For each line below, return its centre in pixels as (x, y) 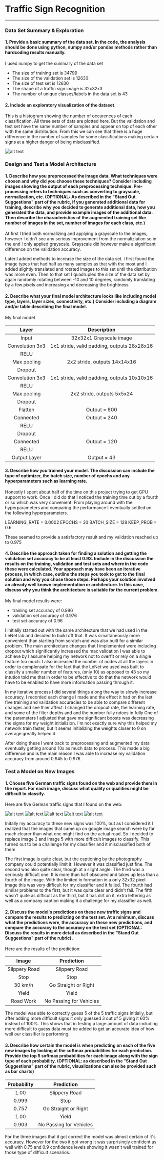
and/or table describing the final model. (46, 306)
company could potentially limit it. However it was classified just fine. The (79, 864)
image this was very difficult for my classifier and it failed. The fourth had (79, 885)
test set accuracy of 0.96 (37, 621)
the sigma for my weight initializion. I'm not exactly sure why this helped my (81, 723)
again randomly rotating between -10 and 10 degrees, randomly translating (80, 280)
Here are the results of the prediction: (43, 949)
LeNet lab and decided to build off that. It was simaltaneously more (72, 635)
